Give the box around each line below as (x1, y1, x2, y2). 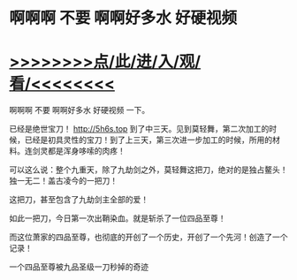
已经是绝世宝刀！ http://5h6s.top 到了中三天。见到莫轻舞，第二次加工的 (9, 124, 270, 134)
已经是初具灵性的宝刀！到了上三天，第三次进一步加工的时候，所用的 (24, 134, 272, 146)
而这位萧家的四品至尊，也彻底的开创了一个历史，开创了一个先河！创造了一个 (9, 231, 288, 243)
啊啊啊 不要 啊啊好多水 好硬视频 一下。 (9, 105, 150, 116)
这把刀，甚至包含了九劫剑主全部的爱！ (9, 194, 148, 205)
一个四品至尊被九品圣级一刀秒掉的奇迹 (9, 261, 148, 272)
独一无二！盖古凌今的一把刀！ (9, 176, 118, 186)
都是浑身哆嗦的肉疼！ (47, 146, 126, 156)
